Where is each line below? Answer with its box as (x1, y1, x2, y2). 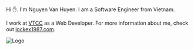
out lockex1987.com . (6, 26, 56, 32)
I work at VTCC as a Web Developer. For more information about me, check (6, 19, 189, 26)
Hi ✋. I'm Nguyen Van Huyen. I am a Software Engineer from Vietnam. (6, 6, 175, 13)
